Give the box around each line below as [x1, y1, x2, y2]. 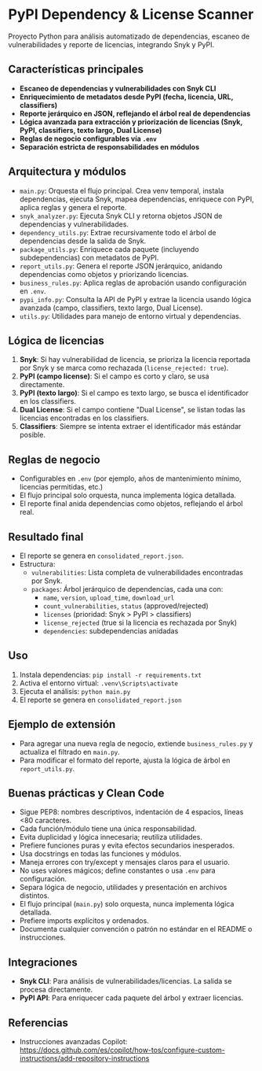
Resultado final [8, 530, 84, 544]
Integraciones [8, 955, 78, 969]
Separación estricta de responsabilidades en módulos [19, 142, 200, 151]
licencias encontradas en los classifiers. [19, 413, 149, 423]
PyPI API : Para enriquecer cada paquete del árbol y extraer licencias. [19, 993, 244, 1003]
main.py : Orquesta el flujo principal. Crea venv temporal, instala [19, 186, 224, 195]
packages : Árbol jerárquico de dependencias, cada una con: [31, 585, 224, 593]
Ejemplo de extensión [8, 718, 116, 731]
